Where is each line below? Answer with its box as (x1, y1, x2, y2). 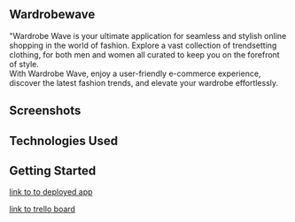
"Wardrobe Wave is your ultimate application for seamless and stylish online (9, 30, 287, 41)
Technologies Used (9, 133, 118, 149)
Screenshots (9, 103, 82, 119)
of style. (9, 58, 40, 69)
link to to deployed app (9, 187, 93, 197)
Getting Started (9, 163, 97, 178)
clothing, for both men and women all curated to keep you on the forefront (9, 49, 281, 60)
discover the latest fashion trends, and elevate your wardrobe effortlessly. (9, 77, 279, 88)
